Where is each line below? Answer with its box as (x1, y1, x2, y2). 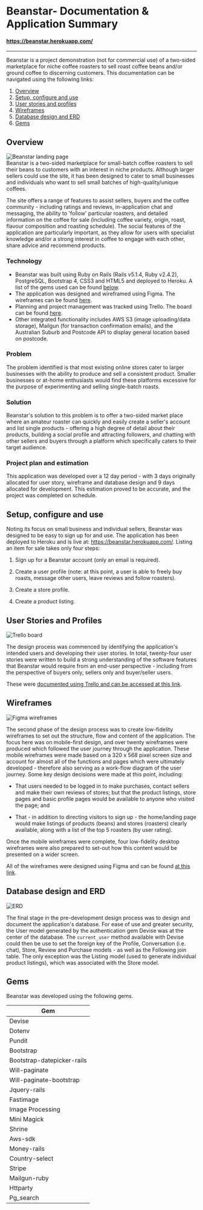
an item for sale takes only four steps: (6, 545, 100, 552)
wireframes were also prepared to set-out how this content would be (6, 844, 177, 851)
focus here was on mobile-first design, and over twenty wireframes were (6, 738, 188, 745)
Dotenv (9, 1027, 30, 1035)
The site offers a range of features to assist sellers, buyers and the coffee (6, 197, 189, 204)
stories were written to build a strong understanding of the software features (6, 656, 197, 663)
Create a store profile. (14, 586, 70, 593)
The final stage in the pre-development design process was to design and (6, 914, 190, 921)
